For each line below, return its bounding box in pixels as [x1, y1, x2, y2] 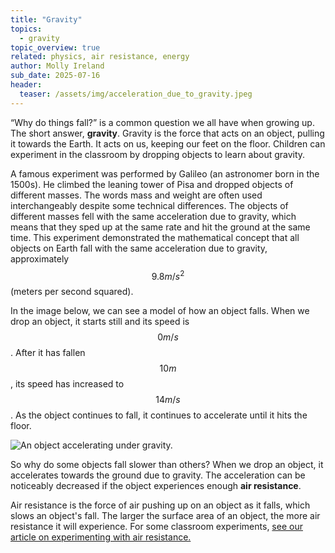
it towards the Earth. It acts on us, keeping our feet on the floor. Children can [10, 137, 326, 150]
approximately [10, 252, 70, 265]
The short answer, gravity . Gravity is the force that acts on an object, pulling [10, 127, 325, 139]
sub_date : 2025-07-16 [10, 71, 101, 81]
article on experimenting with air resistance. [10, 531, 192, 543]
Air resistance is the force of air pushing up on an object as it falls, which [10, 499, 311, 511]
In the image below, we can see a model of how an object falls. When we [10, 305, 310, 317]
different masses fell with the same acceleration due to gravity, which [10, 210, 297, 222]
